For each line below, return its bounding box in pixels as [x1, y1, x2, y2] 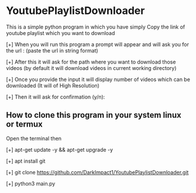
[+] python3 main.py [6, 180, 56, 187]
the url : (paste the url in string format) [6, 47, 98, 54]
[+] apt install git [6, 157, 46, 164]
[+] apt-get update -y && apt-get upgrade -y [6, 146, 113, 153]
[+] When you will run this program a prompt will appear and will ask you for [6, 41, 189, 48]
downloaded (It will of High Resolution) [6, 82, 99, 89]
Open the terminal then [6, 135, 62, 142]
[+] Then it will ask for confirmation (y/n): [6, 93, 105, 100]
